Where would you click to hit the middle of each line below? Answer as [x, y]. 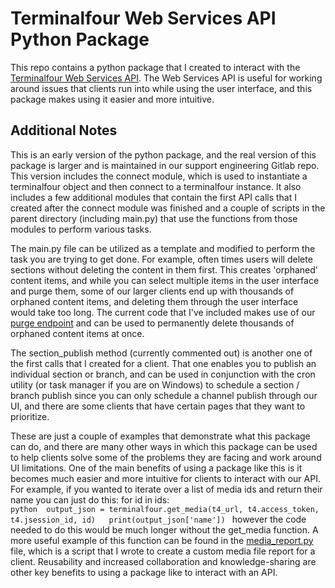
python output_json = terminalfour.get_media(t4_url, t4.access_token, [165, 509]
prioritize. [30, 416]
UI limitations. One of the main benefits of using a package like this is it [156, 468]
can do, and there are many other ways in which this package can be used [164, 446]
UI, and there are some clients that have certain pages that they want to [158, 406]
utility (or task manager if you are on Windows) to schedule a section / [155, 384]
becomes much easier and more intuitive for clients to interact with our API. [165, 478]
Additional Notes [64, 130]
